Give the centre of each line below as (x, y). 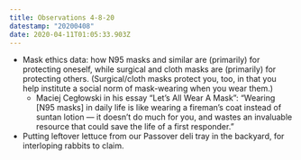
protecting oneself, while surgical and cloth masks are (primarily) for (149, 69)
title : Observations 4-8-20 (62, 18)
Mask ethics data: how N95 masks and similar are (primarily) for (141, 60)
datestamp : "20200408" (52, 26)
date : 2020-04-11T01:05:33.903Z (70, 34)
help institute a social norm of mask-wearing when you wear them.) (147, 89)
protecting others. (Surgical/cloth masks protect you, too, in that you (149, 79)
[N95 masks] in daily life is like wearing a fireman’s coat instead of (159, 108)
